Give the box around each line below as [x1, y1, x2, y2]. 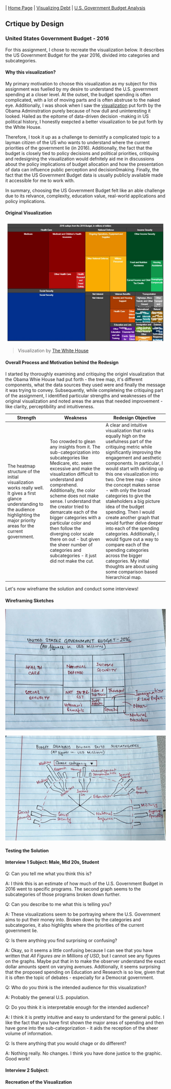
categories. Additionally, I [105, 531, 159, 537]
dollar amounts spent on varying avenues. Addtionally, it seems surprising [5, 963, 160, 969]
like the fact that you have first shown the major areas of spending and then [5, 1019, 164, 1026]
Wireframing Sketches [5, 597, 54, 604]
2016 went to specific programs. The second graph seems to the [5, 885, 141, 892]
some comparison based [105, 569, 158, 575]
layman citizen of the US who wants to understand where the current [5, 139, 150, 145]
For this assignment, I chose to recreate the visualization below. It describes [5, 47, 164, 53]
